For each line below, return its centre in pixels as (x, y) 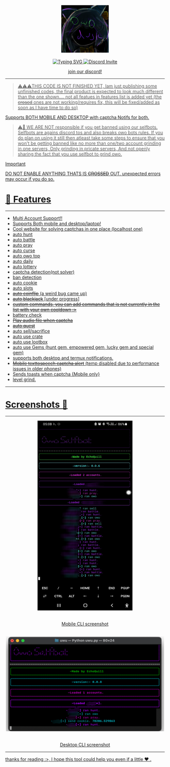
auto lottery (25, 266)
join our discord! (85, 71)
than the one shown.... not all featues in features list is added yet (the (90, 97)
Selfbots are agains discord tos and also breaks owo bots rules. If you (90, 133)
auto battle (24, 239)
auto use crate (28, 336)
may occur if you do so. (30, 179)
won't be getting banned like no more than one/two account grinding (89, 143)
